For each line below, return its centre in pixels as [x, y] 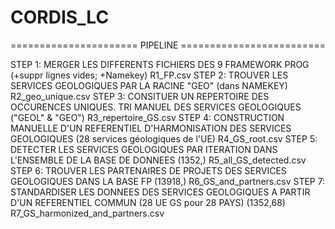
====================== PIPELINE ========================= [168, 45]
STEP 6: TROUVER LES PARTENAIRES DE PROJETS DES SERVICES [148, 170]
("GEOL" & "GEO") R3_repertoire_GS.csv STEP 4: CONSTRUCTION [147, 117]
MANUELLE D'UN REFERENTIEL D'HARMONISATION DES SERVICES [151, 128]
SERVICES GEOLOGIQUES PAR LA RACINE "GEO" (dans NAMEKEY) [149, 85]
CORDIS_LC [60, 17]
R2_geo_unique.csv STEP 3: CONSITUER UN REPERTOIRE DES [140, 96]
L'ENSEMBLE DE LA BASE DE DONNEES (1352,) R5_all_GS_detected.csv [158, 160]
